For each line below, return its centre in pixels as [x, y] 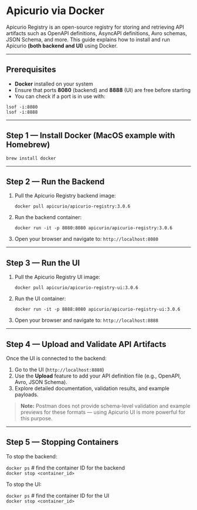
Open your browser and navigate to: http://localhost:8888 [86, 320]
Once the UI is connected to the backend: [56, 358]
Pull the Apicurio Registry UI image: [57, 277]
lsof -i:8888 [22, 112]
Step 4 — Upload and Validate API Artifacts [86, 344]
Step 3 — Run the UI [43, 263]
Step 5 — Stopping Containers [62, 442]
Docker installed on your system [54, 84]
